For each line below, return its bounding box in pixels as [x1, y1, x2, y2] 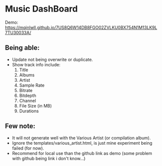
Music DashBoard [5, 3, 78, 15]
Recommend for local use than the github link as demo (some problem [12, 150, 152, 156]
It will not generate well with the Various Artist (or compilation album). [12, 135, 151, 141]
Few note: [5, 122, 35, 130]
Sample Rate [19, 82, 45, 88]
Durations [19, 108, 39, 114]
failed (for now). [12, 145, 44, 151]
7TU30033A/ [5, 30, 31, 35]
